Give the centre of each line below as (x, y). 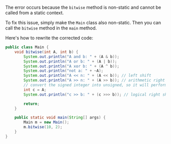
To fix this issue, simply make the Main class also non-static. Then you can (83, 23)
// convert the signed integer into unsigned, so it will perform (95, 85)
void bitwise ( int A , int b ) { (47, 52)
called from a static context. (35, 13)
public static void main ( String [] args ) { (60, 118)
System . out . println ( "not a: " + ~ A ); (63, 71)
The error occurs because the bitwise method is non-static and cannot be (83, 7)
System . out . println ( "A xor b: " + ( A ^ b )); (72, 66)
